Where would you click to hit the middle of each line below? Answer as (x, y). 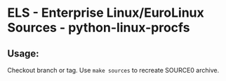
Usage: (24, 53)
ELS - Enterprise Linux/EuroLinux (106, 13)
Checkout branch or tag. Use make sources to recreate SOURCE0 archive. (113, 70)
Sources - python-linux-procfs (99, 28)
